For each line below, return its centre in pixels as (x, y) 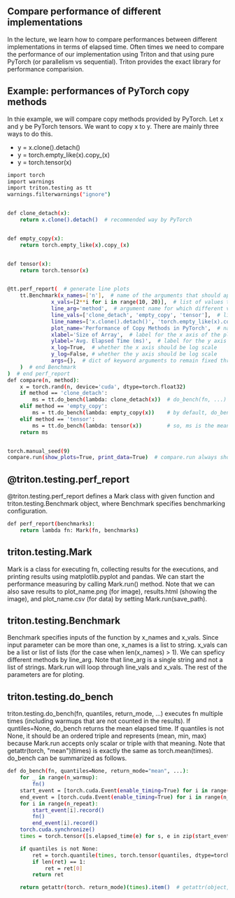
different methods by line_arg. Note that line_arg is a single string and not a (115, 660)
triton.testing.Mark (50, 552)
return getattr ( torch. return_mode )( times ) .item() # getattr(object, (125, 888)
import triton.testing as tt (50, 188)
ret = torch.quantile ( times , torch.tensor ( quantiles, (112, 855)
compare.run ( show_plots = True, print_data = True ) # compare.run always (112, 458)
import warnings (31, 181)
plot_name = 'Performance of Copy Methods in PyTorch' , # (136, 328)
